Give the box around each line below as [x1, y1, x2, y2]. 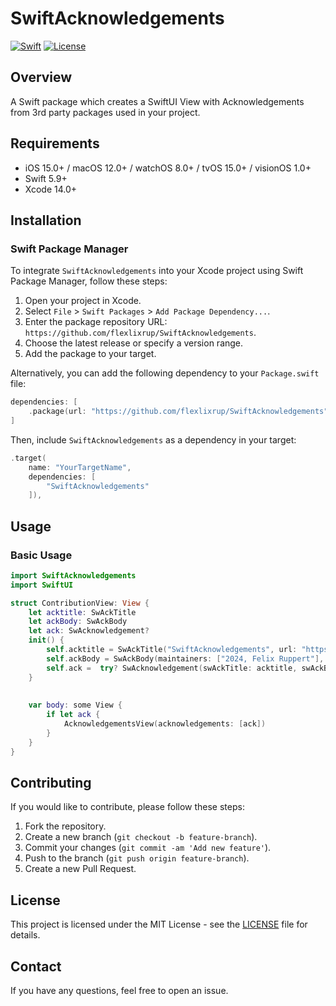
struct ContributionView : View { [10, 598, 150, 608]
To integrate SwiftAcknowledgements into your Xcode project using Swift [10, 265, 304, 277]
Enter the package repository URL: [24, 316, 168, 328]
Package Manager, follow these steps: [10, 275, 168, 287]
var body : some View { [28, 700, 123, 711]
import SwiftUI [10, 580, 74, 590]
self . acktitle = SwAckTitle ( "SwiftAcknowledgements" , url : [46, 645, 298, 655]
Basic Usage [10, 548, 73, 562]
